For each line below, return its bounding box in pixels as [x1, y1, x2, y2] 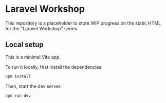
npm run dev [5, 93, 31, 98]
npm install [5, 74, 31, 79]
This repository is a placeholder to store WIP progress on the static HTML [5, 20, 161, 26]
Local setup [5, 40, 44, 49]
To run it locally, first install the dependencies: [5, 64, 103, 70]
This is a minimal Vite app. [5, 54, 61, 60]
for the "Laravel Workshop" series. [5, 25, 79, 31]
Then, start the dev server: [5, 83, 62, 89]
